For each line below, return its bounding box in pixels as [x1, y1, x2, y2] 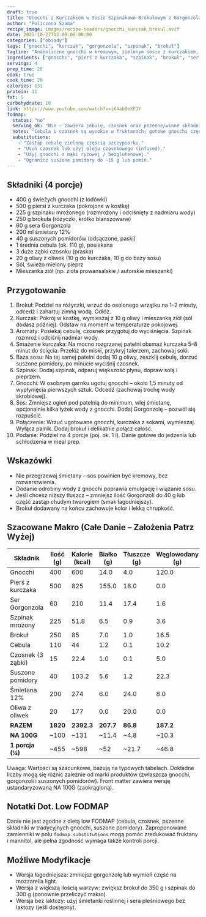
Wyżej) [7, 532, 35, 542]
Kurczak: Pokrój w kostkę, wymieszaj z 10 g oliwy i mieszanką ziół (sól [15, 315, 193, 321]
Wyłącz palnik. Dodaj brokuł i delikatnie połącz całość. [15, 425, 153, 432]
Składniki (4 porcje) [7, 179, 83, 190]
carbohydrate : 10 [7, 100, 51, 106]
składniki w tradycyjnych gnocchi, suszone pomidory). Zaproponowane [7, 824, 187, 831]
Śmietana [10, 686, 37, 694]
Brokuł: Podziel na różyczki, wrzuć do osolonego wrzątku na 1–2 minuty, [15, 301, 198, 309]
